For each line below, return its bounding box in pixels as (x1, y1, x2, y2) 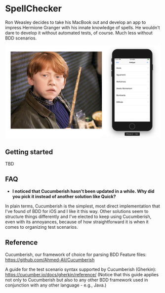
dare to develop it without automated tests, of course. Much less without (5, 30, 153, 36)
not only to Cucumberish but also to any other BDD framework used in (5, 277, 148, 283)
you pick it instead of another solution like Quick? (12, 193, 116, 199)
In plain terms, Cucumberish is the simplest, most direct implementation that (5, 203, 161, 209)
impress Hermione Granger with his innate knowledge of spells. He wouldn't (5, 24, 160, 30)
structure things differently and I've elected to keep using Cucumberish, (5, 213, 152, 219)
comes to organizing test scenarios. (5, 224, 78, 230)
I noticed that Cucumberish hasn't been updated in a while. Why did (12, 188, 155, 194)
